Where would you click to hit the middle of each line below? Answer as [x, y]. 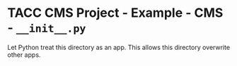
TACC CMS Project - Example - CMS [115, 13]
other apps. [24, 55]
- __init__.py [47, 28]
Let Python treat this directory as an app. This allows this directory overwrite [119, 47]
